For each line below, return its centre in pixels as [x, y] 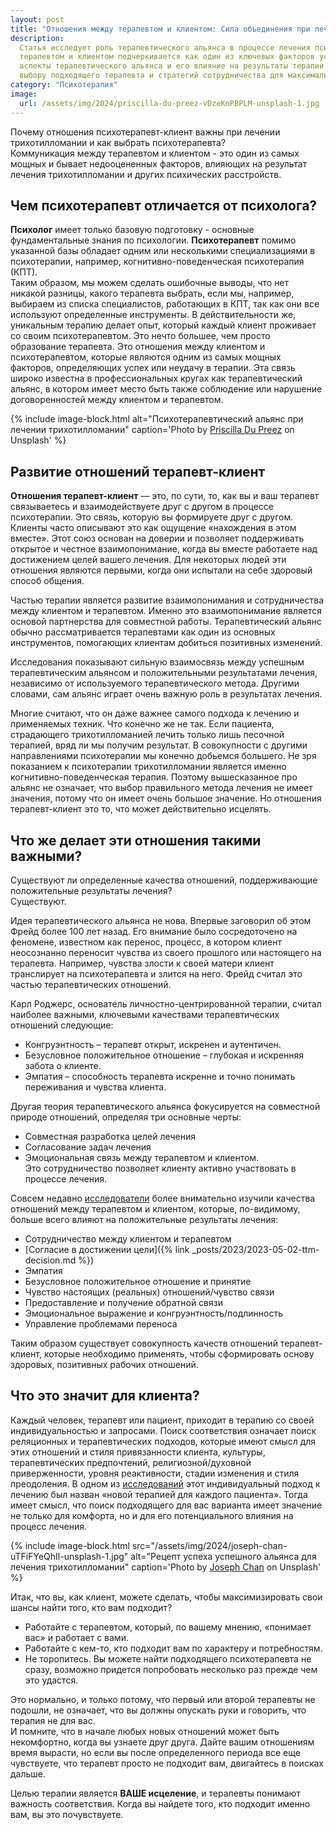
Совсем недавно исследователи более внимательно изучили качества [163, 1198]
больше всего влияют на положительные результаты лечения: [144, 1219]
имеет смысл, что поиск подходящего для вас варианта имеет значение [166, 1505]
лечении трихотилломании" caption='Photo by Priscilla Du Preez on [152, 430]
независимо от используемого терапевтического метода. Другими [155, 683]
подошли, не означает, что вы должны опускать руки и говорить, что [158, 1710]
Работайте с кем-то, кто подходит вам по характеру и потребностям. [173, 1648]
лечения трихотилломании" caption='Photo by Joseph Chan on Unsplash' [166, 1567]
